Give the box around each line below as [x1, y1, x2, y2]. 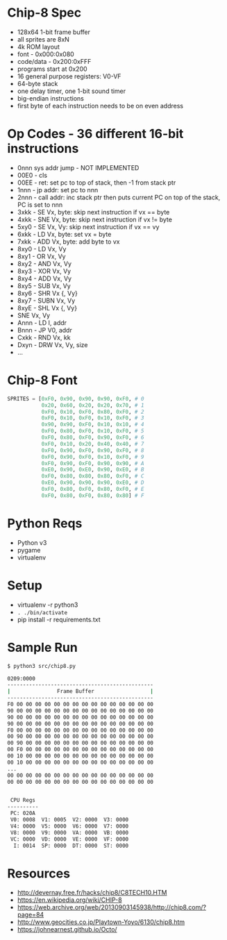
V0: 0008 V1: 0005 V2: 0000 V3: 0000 [10, 816, 129, 823]
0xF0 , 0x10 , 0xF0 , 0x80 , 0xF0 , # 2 [41, 408, 144, 415]
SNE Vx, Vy [17, 311, 51, 319]
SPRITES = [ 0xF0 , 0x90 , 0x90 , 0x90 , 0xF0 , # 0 [7, 395, 144, 402]
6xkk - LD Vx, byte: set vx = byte [17, 230, 112, 238]
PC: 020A [10, 810, 36, 817]
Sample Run [7, 639, 78, 655]
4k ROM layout [17, 42, 60, 51]
